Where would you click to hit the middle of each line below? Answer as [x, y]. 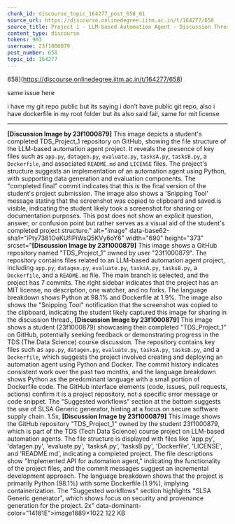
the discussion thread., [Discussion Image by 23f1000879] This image [110, 320]
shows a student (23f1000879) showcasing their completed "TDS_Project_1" [117, 327]
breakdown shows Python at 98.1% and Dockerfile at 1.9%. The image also [115, 297]
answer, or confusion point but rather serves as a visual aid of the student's [116, 223]
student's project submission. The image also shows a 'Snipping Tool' [108, 193]
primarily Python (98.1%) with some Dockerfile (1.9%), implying [98, 483]
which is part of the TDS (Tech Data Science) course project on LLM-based [116, 431]
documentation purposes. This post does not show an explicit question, [110, 215]
